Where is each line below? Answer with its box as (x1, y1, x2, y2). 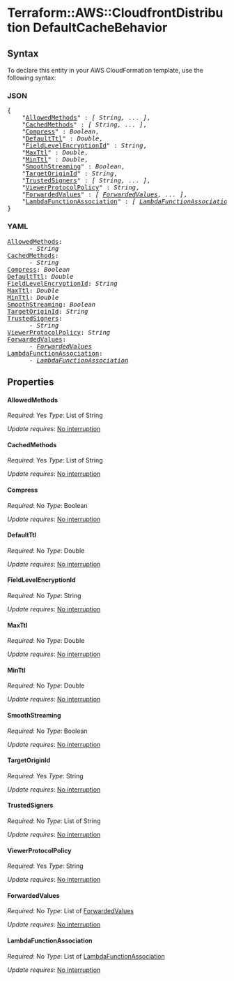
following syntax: (7, 73, 56, 82)
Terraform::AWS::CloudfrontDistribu (7, 5, 224, 21)
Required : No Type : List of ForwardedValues (7, 907, 134, 915)
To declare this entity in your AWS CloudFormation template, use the (7, 66, 203, 74)
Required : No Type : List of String (7, 817, 101, 825)
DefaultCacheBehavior (33, 20, 168, 36)
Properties (7, 376, 54, 388)
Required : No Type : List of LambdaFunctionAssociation (7, 952, 165, 960)
